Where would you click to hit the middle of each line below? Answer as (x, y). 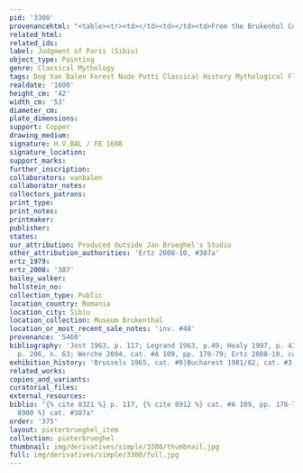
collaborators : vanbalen (56, 177)
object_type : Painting (52, 60)
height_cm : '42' (40, 93)
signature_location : (48, 152)
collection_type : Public (56, 295)
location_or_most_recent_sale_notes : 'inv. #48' (102, 329)
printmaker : (32, 219)
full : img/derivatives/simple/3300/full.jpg (94, 455)
